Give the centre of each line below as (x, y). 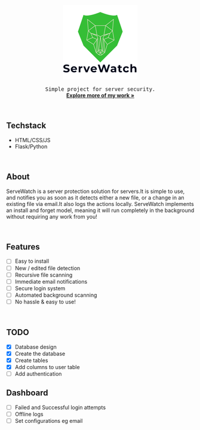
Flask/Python (31, 146)
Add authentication (38, 374)
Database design (36, 347)
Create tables (31, 360)
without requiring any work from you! (52, 216)
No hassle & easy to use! (45, 302)
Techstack (26, 126)
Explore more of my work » (100, 95)
